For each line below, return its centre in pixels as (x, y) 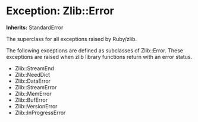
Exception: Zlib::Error (60, 11)
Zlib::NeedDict (32, 74)
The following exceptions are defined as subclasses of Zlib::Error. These (95, 50)
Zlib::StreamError (36, 87)
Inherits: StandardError (35, 27)
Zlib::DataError (33, 81)
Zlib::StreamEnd (34, 68)
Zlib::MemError (33, 93)
